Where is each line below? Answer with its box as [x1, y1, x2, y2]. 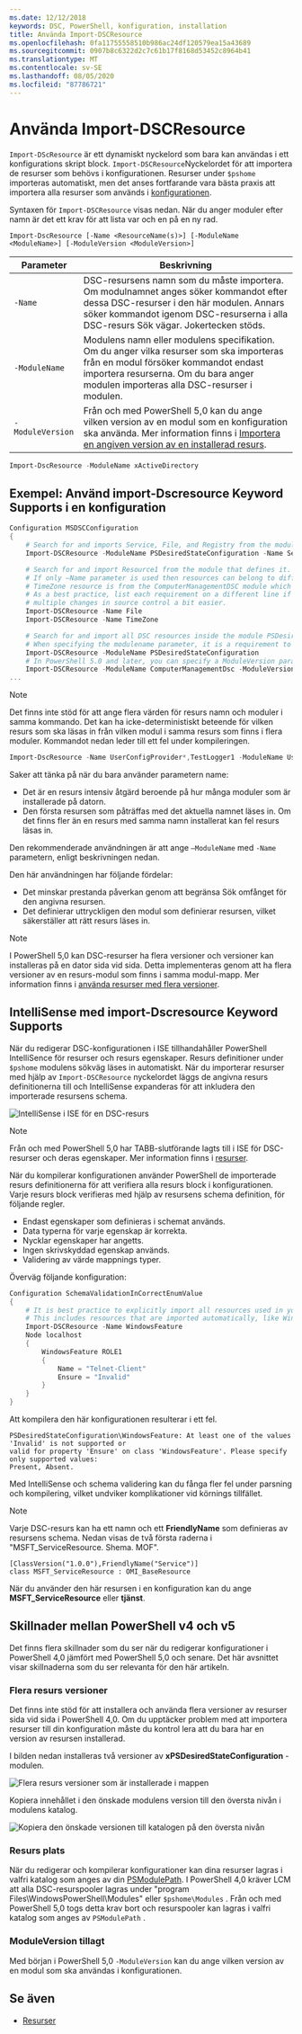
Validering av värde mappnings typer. [22, 1253, 162, 1264]
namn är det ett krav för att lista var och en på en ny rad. [9, 213, 218, 225]
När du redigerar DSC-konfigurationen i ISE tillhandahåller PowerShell [9, 1042, 268, 1053]
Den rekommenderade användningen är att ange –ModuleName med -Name [9, 843, 277, 852]
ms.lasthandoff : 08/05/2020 [9, 72, 115, 81]
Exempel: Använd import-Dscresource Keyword [9, 486, 284, 501]
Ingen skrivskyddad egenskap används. [22, 1244, 171, 1255]
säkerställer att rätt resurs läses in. [22, 915, 151, 926]
